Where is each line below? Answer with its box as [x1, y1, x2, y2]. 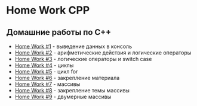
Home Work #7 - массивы [14, 81, 81, 88]
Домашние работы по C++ [6, 27, 112, 37]
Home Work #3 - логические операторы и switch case [14, 56, 152, 62]
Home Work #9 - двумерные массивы [14, 93, 112, 100]
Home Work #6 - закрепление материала [14, 75, 120, 81]
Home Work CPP [6, 4, 90, 17]
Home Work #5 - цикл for [14, 68, 78, 75]
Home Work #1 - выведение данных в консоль [14, 43, 133, 50]
